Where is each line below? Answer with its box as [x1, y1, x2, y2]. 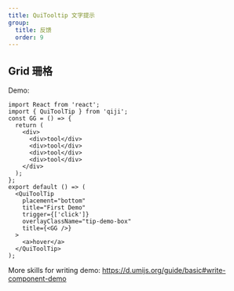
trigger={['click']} [22, 211, 90, 219]
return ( [15, 122, 44, 129]
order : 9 [15, 33, 44, 42]
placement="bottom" [22, 197, 86, 205]
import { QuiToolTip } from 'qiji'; [8, 107, 128, 116]
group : [8, 19, 30, 27]
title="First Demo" [22, 204, 86, 212]
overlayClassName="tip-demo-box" [22, 217, 132, 226]
